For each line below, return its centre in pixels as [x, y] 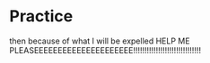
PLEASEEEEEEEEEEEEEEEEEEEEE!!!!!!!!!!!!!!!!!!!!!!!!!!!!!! [105, 50]
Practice [41, 16]
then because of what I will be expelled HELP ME [100, 41]
